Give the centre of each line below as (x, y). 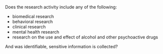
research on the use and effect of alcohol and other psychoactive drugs (85, 37)
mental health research (36, 32)
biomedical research (33, 16)
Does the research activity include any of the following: (61, 7)
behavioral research (33, 22)
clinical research (29, 27)
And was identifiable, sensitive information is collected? (62, 46)
